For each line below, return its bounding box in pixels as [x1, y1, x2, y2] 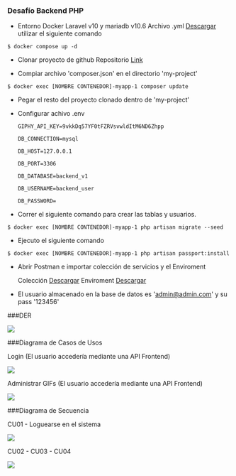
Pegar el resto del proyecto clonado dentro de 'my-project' [17, 95, 190, 104]
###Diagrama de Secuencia [7, 406, 89, 415]
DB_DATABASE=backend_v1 [17, 173, 89, 180]
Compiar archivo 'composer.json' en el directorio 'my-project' [17, 70, 198, 78]
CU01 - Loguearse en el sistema [7, 420, 101, 428]
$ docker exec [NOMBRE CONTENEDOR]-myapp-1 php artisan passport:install [7, 250, 230, 257]
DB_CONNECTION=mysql [17, 136, 79, 143]
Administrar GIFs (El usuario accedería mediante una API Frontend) [7, 379, 203, 388]
